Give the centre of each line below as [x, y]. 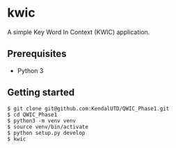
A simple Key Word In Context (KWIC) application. [79, 32]
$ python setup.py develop [46, 133]
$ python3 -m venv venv [42, 121]
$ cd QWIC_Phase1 [32, 115]
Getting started [41, 93]
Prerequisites [37, 54]
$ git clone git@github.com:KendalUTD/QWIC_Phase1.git [88, 108]
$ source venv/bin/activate [48, 126]
